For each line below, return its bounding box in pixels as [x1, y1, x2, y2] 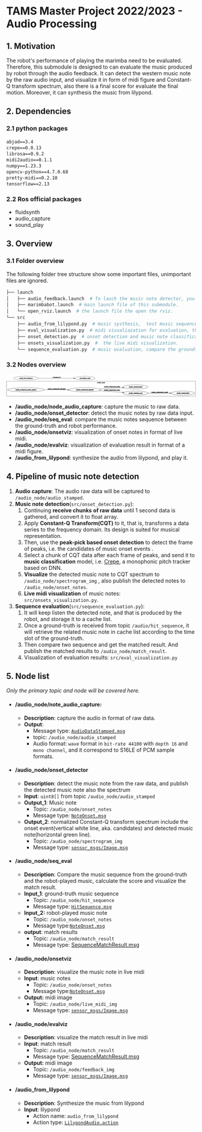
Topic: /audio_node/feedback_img [32, 1066, 115, 1073]
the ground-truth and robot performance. [14, 422, 117, 429]
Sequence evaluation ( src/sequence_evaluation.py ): [14, 602, 145, 610]
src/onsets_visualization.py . [23, 596, 99, 603]
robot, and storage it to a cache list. [23, 615, 112, 622]
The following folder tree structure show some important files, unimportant [6, 270, 191, 277]
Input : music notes [23, 975, 71, 982]
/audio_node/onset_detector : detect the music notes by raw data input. [14, 409, 194, 416]
